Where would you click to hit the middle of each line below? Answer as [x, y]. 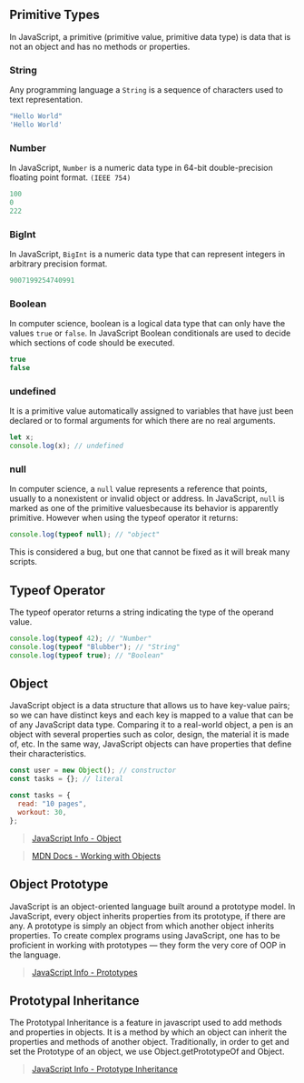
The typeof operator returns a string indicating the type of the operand [142, 612]
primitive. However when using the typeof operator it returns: [124, 518]
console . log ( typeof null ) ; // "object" [85, 535]
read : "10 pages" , [53, 804]
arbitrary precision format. [59, 264]
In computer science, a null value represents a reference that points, [138, 489]
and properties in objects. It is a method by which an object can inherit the [148, 1032]
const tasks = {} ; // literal [67, 779]
